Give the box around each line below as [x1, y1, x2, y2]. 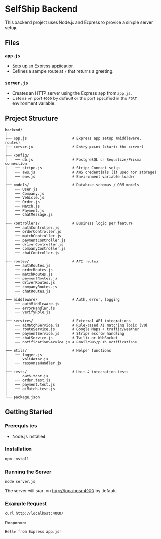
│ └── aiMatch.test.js [5, 386, 55, 391]
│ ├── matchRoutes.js [5, 272, 53, 277]
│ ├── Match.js [5, 204, 40, 209]
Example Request [5, 500, 47, 506]
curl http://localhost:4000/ [5, 511, 64, 516]
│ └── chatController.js [5, 250, 59, 255]
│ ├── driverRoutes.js [5, 280, 55, 285]
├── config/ [5, 153, 29, 158]
